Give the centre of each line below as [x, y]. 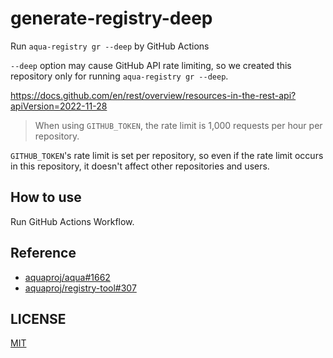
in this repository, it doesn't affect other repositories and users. [140, 166]
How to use [46, 197]
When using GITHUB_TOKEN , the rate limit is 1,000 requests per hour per [178, 125]
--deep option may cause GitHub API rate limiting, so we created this [151, 65]
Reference [43, 253]
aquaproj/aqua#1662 [67, 277]
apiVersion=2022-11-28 [59, 106]
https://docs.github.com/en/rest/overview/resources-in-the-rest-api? [153, 95]
